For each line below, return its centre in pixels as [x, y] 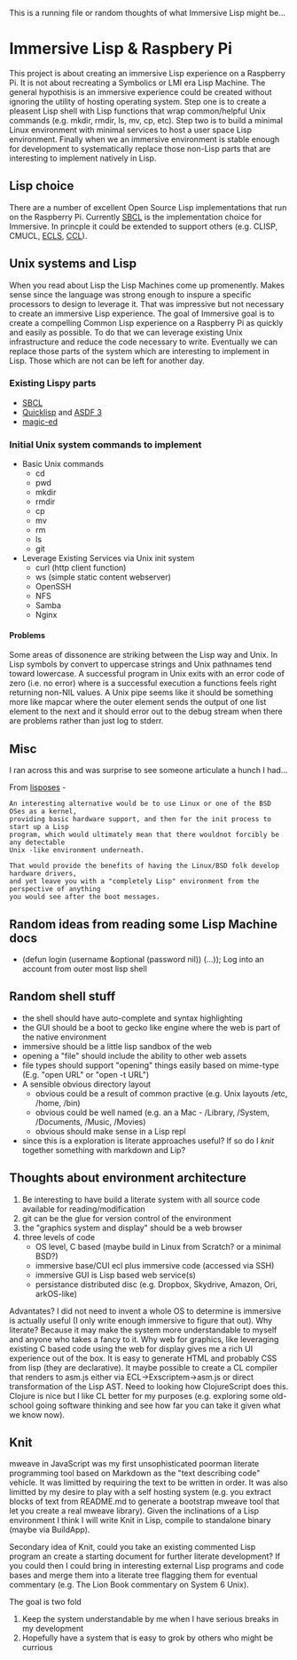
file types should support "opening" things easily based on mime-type [150, 1065]
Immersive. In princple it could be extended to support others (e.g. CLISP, [143, 226]
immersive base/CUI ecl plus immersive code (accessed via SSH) [155, 1265]
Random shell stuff [63, 996]
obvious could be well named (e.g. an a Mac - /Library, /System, [152, 1112]
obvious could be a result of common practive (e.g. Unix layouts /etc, [161, 1093]
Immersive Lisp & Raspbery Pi [121, 49]
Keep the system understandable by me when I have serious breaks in [150, 1619]
